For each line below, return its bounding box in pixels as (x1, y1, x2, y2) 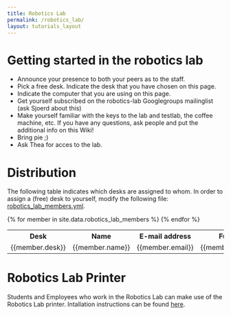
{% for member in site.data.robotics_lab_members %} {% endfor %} (7, 215, 201, 224)
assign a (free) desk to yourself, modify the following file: (7, 195, 168, 203)
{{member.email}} (136, 243, 194, 253)
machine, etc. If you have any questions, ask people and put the (16, 119, 199, 127)
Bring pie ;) (16, 133, 49, 141)
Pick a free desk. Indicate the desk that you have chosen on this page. (16, 82, 217, 91)
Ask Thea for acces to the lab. (16, 141, 103, 149)
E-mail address (139, 231, 191, 241)
